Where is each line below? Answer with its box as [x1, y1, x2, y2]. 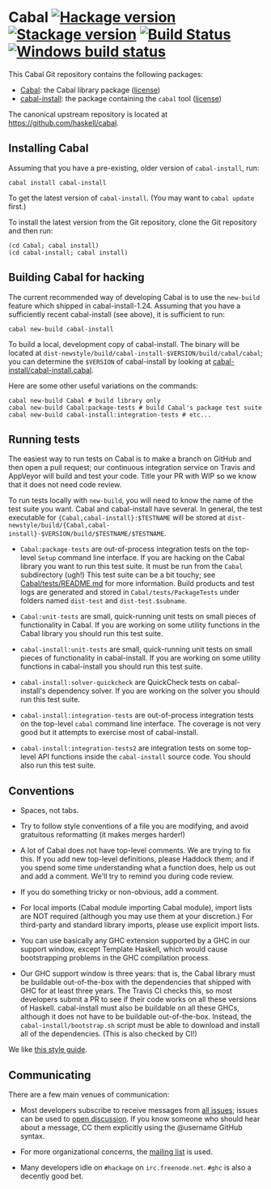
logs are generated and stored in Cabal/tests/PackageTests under [19, 588, 240, 597]
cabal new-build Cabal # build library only [8, 396, 161, 404]
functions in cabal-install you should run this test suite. [19, 661, 203, 672]
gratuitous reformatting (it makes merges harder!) [19, 830, 186, 840]
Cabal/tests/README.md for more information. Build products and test [19, 579, 255, 588]
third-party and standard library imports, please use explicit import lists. [19, 920, 260, 930]
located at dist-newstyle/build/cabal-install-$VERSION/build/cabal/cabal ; [8, 348, 264, 357]
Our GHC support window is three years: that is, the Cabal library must [19, 969, 256, 978]
